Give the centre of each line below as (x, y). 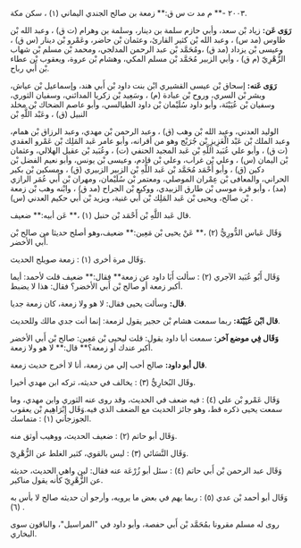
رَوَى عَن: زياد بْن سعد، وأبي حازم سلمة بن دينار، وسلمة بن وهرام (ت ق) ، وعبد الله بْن (151, 30)
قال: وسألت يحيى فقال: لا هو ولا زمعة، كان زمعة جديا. (98, 304)
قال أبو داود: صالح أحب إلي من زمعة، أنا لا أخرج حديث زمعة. (109, 365)
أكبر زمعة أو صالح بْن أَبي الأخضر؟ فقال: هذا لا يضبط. (96, 286)
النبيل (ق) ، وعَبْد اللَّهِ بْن (49, 114)
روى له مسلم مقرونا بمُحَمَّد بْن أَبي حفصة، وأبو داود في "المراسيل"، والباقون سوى (145, 524)
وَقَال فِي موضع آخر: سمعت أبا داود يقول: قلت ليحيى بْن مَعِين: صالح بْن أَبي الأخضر (145, 338)
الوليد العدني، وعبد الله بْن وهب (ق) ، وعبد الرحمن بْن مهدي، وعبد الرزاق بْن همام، (145, 131)
